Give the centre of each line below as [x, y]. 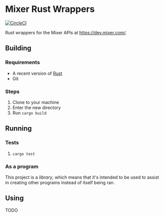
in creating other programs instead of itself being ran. [60, 182]
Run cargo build [29, 112]
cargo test [24, 154]
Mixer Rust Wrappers [50, 9]
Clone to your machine [36, 102]
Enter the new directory [37, 108]
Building [18, 48]
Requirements [23, 62]
